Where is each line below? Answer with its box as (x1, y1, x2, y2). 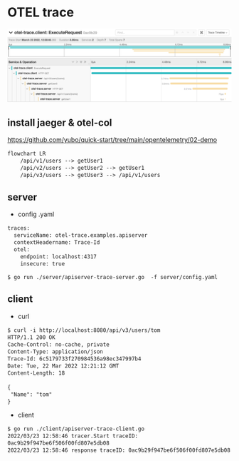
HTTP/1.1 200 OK (7, 333, 55, 341)
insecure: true (20, 260, 65, 268)
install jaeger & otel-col (7, 116, 112, 128)
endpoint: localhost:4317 (20, 253, 97, 260)
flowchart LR (7, 151, 46, 158)
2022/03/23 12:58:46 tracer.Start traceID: (7, 432, 139, 440)
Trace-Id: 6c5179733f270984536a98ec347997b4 (7, 355, 142, 363)
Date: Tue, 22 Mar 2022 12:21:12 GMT (7, 362, 119, 370)
